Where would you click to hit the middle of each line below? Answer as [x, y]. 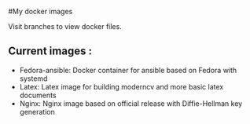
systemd [33, 78]
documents [38, 95]
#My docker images [40, 11]
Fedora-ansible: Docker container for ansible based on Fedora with [128, 70]
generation [37, 111]
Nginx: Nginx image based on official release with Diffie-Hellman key [131, 103]
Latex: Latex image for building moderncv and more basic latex [121, 86]
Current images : [50, 51]
